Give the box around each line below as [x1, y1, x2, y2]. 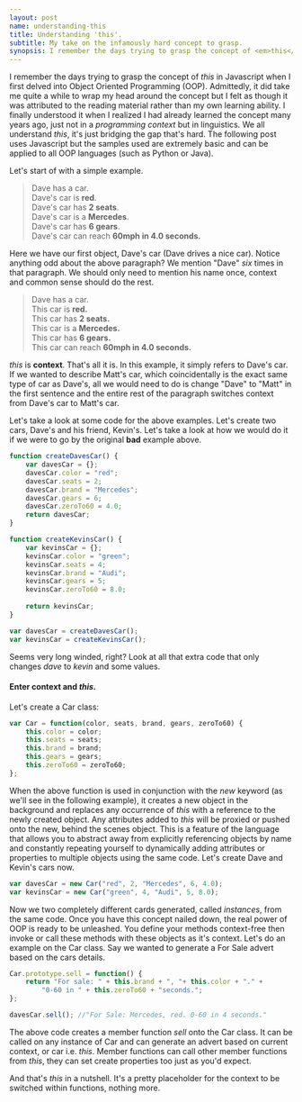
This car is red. [31, 303, 88, 315]
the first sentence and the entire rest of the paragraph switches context [9, 388, 274, 399]
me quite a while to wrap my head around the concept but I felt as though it [9, 91, 289, 102]
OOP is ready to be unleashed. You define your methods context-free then [9, 923, 285, 934]
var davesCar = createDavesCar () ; [9, 627, 139, 636]
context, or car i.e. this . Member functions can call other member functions [9, 1045, 288, 1056]
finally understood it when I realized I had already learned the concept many [9, 110, 292, 121]
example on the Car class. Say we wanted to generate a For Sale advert [9, 942, 274, 953]
